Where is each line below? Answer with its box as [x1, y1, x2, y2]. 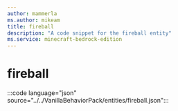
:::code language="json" [7, 89, 77, 97]
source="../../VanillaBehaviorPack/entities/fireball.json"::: [7, 96, 169, 105]
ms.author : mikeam [7, 17, 60, 24]
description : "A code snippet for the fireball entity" [7, 29, 172, 37]
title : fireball [7, 23, 54, 30]
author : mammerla [7, 10, 57, 17]
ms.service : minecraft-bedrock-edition [7, 36, 123, 43]
